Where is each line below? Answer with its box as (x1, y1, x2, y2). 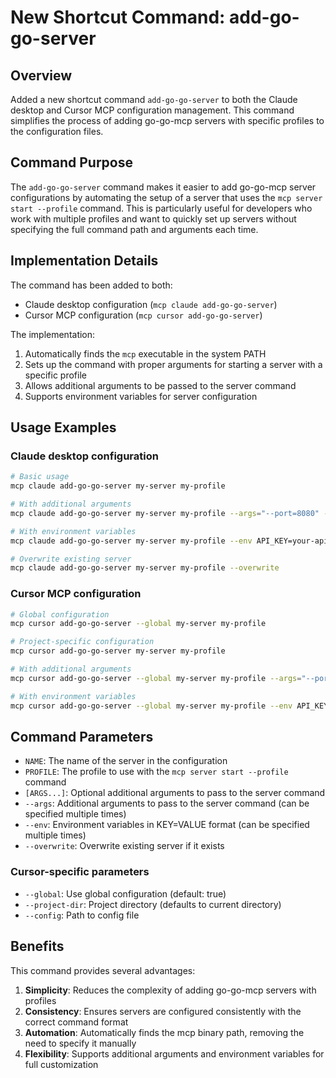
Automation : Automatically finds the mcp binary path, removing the (24, 1026, 305, 1038)
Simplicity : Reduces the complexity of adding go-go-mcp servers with (24, 984, 317, 996)
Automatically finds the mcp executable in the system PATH (24, 347, 267, 360)
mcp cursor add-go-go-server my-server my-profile (10, 646, 226, 656)
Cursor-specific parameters (10, 865, 150, 879)
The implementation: (10, 328, 96, 340)
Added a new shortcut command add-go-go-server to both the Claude (10, 94, 298, 105)
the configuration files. (10, 126, 104, 137)
